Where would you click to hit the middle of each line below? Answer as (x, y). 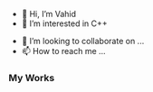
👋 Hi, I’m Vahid (49, 14)
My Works (32, 78)
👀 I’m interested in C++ (64, 23)
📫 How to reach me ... (63, 51)
